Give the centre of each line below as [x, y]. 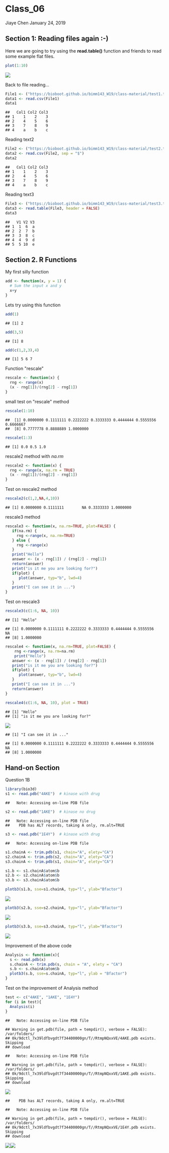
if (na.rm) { [24, 531]
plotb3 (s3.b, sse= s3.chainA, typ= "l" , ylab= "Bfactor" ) [64, 926]
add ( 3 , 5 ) [14, 332]
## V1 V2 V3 [20, 222]
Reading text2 [20, 140]
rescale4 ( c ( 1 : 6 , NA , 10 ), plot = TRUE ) [47, 703]
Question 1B [18, 780]
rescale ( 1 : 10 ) [20, 411]
